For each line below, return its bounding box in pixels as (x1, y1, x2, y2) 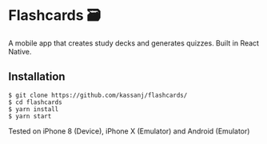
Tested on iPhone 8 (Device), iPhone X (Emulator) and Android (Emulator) (8, 126, 250, 136)
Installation (8, 70, 66, 84)
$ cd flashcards (8, 98, 62, 106)
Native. (8, 46, 32, 56)
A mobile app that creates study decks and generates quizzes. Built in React (8, 38, 260, 48)
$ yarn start (8, 112, 52, 120)
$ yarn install (8, 105, 59, 113)
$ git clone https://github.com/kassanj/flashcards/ (8, 91, 188, 99)
